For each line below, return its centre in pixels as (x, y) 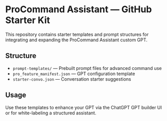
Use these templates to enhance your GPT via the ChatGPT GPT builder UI (84, 107)
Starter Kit (28, 20)
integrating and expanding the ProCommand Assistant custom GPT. (76, 40)
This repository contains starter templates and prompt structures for (77, 34)
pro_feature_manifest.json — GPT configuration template (74, 74)
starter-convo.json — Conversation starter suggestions (72, 79)
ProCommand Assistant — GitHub (79, 9)
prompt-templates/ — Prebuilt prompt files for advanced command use (87, 68)
